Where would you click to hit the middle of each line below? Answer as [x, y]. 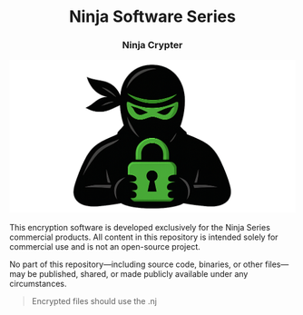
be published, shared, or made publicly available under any [137, 273]
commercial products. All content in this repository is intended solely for [144, 237]
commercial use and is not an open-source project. [105, 246]
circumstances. [38, 283]
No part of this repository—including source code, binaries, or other [136, 264]
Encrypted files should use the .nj [94, 300]
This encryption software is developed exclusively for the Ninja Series [140, 227]
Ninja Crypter [152, 45]
